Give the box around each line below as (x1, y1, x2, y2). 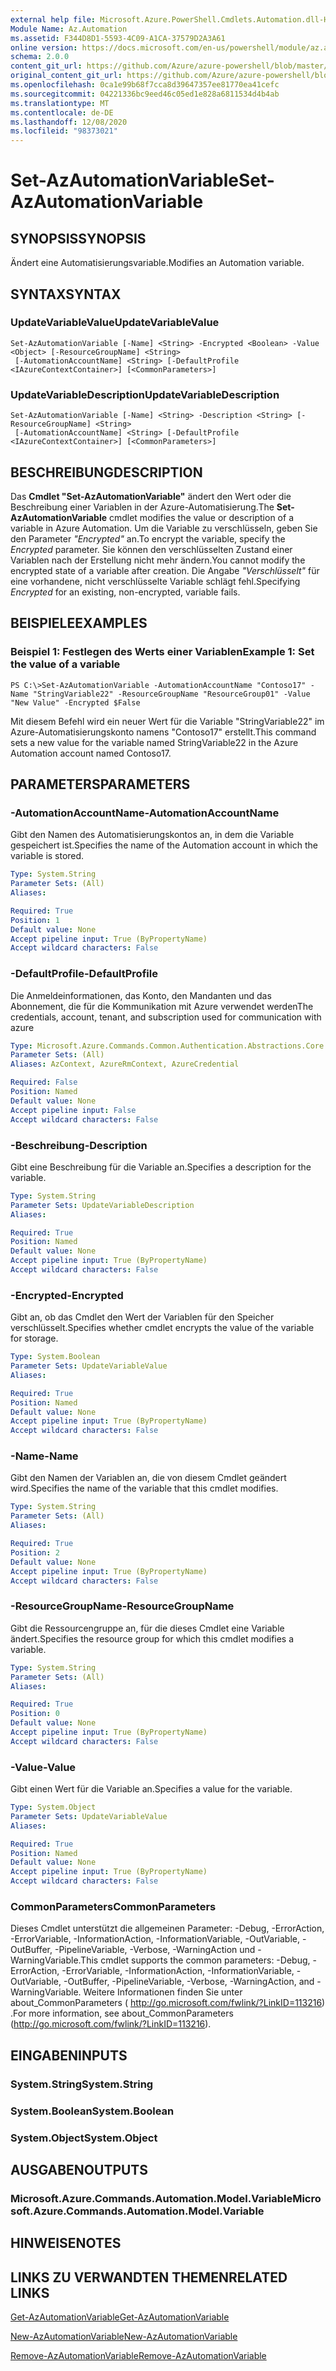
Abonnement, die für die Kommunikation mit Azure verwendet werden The (10, 1000, 314, 1012)
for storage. (10, 1332, 59, 1345)
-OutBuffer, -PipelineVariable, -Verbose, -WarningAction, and (63, 1976, 315, 1988)
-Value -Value (10, 1760, 77, 1774)
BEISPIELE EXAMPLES (10, 615, 148, 632)
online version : (10, 42, 78, 53)
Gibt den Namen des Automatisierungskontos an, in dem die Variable (10, 829, 295, 841)
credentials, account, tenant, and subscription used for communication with (10, 1011, 322, 1023)
